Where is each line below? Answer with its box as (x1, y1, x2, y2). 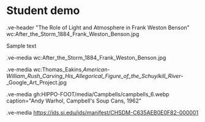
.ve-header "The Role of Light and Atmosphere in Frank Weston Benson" (6, 24, 190, 31)
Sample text (6, 42, 37, 49)
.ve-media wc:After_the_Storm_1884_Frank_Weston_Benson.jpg (6, 54, 166, 61)
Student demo (6, 4, 80, 18)
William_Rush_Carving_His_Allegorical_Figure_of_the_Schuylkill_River (6, 72, 181, 79)
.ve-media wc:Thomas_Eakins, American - (6, 65, 110, 73)
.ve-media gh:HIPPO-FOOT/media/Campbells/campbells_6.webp (6, 90, 170, 98)
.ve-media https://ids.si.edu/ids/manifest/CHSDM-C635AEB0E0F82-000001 (6, 109, 199, 116)
